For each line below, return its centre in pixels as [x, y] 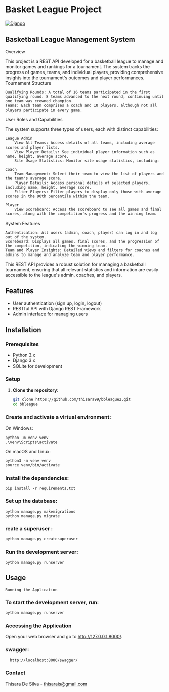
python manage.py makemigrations [40, 512]
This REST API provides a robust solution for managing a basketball [75, 264]
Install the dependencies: [37, 478]
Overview [15, 51]
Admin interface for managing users [50, 314]
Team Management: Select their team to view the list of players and [89, 174]
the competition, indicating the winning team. [56, 246]
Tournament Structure [28, 83]
